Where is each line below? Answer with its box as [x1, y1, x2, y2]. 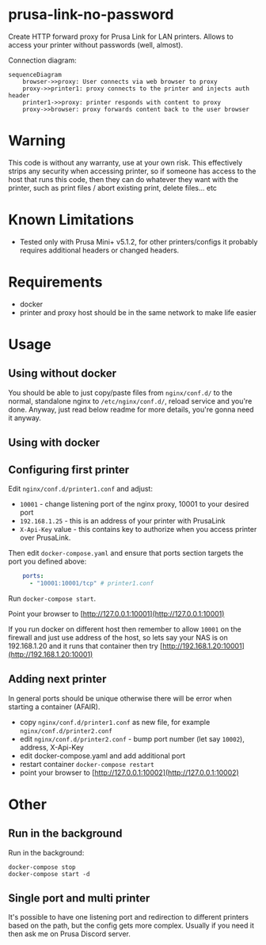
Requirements [8, 273, 103, 290]
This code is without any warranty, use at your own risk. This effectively [8, 157, 243, 167]
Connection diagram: [8, 55, 77, 65]
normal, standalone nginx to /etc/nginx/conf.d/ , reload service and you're [8, 396, 253, 405]
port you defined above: [8, 556, 87, 566]
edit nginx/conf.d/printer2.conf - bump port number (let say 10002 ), [19, 734, 245, 743]
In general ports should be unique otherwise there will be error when [8, 693, 232, 703]
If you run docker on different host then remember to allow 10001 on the [8, 624, 241, 634]
